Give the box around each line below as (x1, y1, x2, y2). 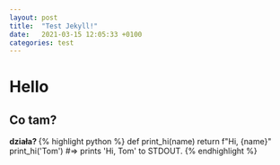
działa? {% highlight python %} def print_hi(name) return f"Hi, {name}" (9, 136, 272, 147)
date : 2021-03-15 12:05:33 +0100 (9, 30, 143, 39)
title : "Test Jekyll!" (9, 22, 99, 30)
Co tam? (9, 112, 57, 127)
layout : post (9, 13, 58, 22)
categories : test (9, 38, 74, 48)
